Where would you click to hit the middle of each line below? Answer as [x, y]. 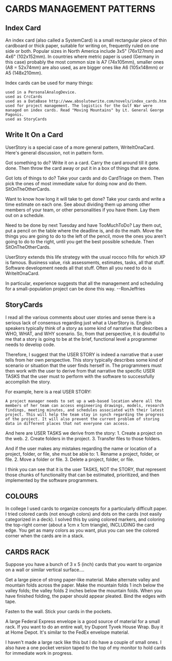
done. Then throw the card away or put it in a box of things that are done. [83, 168]
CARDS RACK [27, 552]
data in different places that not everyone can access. [68, 423]
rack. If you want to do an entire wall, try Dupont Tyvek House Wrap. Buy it [84, 627]
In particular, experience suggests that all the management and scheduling [84, 283]
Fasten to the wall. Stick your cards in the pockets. [59, 612]
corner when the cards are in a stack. [45, 536]
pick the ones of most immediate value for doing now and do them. [76, 183]
